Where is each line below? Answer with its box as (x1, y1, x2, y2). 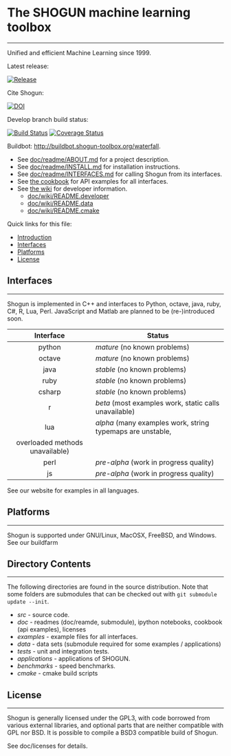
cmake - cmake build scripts (16, 669, 98, 678)
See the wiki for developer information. (16, 184, 128, 193)
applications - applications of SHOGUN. (16, 655, 131, 663)
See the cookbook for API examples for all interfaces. (16, 177, 168, 185)
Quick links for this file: (7, 219, 72, 228)
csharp (38, 387, 61, 396)
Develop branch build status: (7, 115, 89, 123)
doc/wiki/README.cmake (27, 206, 100, 215)
